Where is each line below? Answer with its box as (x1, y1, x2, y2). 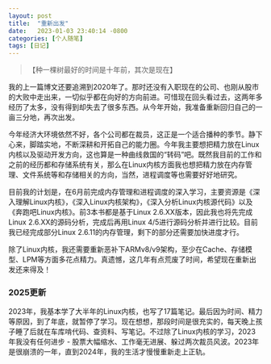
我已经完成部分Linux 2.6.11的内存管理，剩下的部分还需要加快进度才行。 (8, 228, 244, 237)
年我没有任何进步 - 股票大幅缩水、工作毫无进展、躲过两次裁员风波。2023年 (8, 337, 260, 347)
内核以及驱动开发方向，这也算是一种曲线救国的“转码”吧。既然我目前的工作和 (8, 150, 262, 160)
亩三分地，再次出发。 (8, 112, 79, 122)
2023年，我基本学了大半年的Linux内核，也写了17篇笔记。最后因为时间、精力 (8, 307, 263, 316)
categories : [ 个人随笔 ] (8, 34, 83, 43)
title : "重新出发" (8, 19, 69, 27)
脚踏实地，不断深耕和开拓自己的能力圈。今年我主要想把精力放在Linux (29, 140, 260, 149)
